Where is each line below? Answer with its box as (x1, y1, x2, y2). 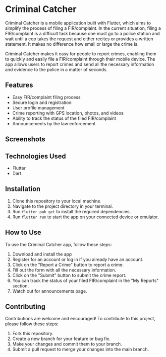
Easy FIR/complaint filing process (12, 94, 81, 100)
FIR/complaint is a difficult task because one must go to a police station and (5, 30, 160, 36)
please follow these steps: (5, 321, 58, 327)
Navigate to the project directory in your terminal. (12, 203, 113, 209)
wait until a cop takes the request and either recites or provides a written (5, 36, 154, 42)
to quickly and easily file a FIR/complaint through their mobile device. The (5, 56, 155, 62)
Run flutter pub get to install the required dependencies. (12, 208, 131, 214)
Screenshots (5, 135, 46, 144)
